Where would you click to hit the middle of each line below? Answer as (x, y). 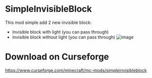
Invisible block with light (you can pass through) (60, 32)
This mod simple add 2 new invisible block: (48, 22)
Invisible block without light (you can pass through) (64, 37)
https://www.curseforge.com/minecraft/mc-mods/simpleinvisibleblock (76, 70)
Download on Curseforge (57, 57)
